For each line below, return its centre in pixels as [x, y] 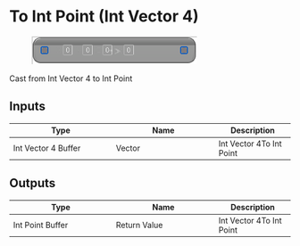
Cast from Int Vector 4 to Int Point [71, 78]
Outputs [33, 183]
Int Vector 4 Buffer [47, 148]
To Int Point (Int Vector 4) [104, 16]
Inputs [28, 107]
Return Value [139, 225]
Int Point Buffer [41, 225]
